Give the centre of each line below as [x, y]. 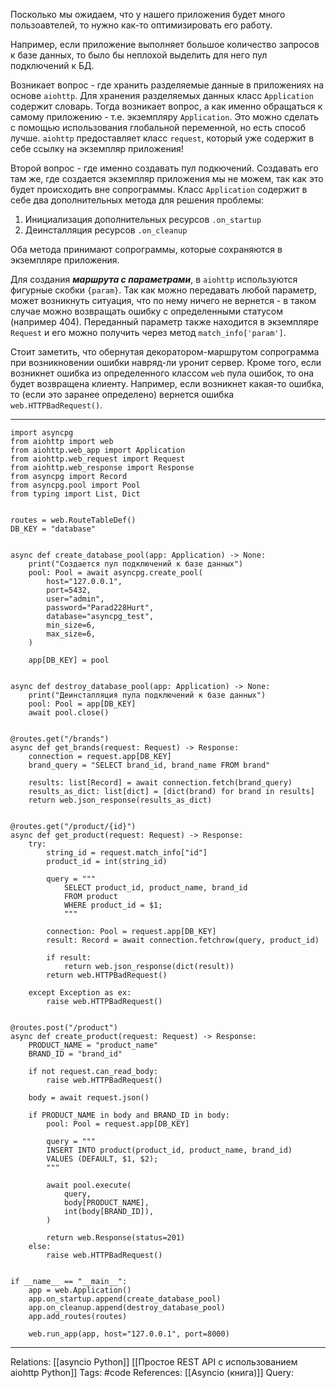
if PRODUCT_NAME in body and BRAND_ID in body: [129, 1115]
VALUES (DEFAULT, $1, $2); [102, 1159]
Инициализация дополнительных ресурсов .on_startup [143, 219]
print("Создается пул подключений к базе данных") [136, 564]
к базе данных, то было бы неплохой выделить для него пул [139, 55]
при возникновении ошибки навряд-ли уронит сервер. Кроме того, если [166, 362]
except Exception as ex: [80, 993]
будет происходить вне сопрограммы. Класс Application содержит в [159, 189]
